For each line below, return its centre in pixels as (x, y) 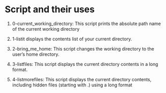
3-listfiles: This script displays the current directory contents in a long (85, 64)
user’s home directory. (36, 54)
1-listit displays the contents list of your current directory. (72, 39)
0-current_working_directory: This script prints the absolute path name (87, 24)
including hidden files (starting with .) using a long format (72, 85)
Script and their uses (50, 9)
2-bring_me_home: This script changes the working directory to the (83, 49)
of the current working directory (46, 29)
